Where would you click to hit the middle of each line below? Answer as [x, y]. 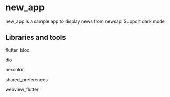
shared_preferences [26, 79]
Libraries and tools [36, 38]
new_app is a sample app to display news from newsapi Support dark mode [85, 21]
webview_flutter [22, 89]
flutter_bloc [17, 50]
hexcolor [15, 69]
